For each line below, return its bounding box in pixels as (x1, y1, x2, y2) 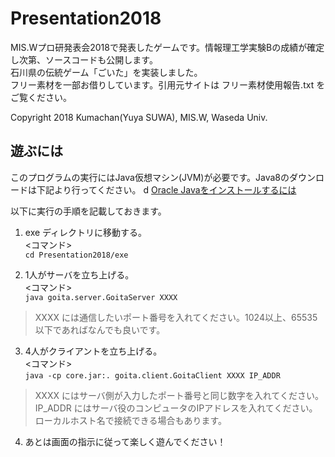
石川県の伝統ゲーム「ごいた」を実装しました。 (10, 66, 203, 78)
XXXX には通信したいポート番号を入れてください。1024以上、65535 (34, 311, 318, 323)
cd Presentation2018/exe (24, 250, 129, 260)
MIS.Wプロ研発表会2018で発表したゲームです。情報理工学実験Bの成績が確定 (10, 41, 325, 53)
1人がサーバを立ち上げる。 (24, 268, 135, 281)
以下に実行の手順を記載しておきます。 (10, 205, 167, 217)
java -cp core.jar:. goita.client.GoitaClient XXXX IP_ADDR (24, 370, 281, 381)
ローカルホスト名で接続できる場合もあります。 (34, 414, 228, 426)
